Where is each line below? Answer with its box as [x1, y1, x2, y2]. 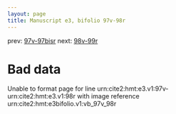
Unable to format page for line [7, 84, 96, 93]
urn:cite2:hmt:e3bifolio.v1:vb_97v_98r [7, 100, 117, 108]
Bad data [7, 61, 61, 77]
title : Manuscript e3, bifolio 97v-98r [7, 17, 126, 24]
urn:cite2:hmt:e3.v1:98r [7, 92, 76, 101]
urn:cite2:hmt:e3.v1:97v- [97, 84, 169, 93]
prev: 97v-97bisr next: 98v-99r [7, 36, 98, 45]
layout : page [7, 10, 46, 18]
